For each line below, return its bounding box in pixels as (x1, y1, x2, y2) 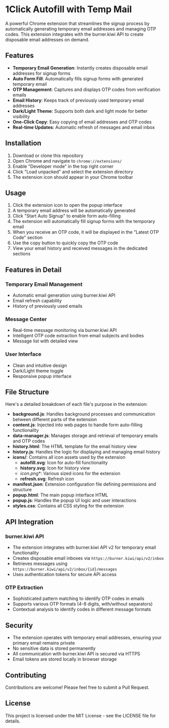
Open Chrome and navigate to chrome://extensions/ (12, 157, 122, 164)
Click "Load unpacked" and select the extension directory (12, 169, 134, 175)
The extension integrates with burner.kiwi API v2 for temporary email (12, 545, 156, 551)
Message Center (5, 315, 47, 323)
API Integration (5, 517, 54, 526)
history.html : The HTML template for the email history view (12, 444, 137, 450)
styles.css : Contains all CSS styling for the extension (12, 503, 124, 509)
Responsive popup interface (12, 373, 72, 379)
